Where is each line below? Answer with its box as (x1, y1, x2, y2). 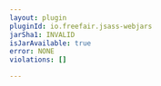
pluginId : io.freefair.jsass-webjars (9, 22, 153, 31)
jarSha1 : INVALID (9, 30, 75, 39)
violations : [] (9, 55, 67, 64)
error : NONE (9, 47, 55, 56)
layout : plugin (9, 13, 67, 23)
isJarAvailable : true (9, 38, 92, 48)
